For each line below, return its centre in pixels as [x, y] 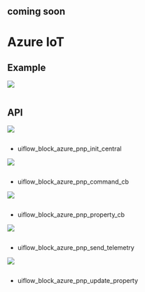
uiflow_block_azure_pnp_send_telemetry [76, 248]
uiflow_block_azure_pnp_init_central [69, 149]
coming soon [36, 12]
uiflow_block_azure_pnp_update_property [78, 281]
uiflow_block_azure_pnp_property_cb [71, 215]
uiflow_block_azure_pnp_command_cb [73, 182]
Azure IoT [36, 42]
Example [27, 67]
